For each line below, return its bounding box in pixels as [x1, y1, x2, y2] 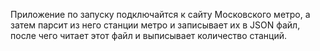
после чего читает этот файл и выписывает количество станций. [10, 30, 288, 41]
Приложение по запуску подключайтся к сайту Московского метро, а [10, 9, 311, 20]
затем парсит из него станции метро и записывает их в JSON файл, [10, 19, 301, 31]
